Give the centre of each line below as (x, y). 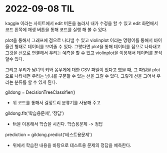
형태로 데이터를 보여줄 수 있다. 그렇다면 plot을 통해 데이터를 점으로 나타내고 (87, 46)
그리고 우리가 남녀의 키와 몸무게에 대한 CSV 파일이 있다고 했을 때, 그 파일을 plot (83, 69)
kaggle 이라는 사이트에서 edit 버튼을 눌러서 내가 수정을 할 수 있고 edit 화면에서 (82, 23)
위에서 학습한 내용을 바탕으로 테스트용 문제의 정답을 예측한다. (72, 145)
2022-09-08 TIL (40, 9)
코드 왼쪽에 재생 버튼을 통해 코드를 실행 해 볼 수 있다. (56, 29)
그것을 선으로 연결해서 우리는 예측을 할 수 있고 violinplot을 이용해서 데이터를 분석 (84, 53)
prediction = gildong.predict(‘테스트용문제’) (49, 134)
